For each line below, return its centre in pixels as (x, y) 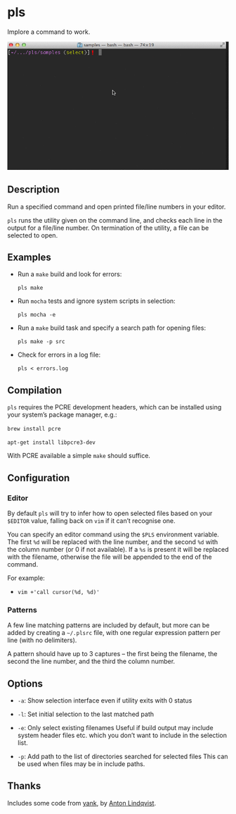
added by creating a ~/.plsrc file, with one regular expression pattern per (114, 633)
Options (25, 683)
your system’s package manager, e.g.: (62, 415)
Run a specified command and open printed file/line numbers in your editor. (117, 206)
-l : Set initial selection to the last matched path (86, 714)
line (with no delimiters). (42, 640)
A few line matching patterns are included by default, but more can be (109, 625)
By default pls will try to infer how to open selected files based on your (110, 513)
